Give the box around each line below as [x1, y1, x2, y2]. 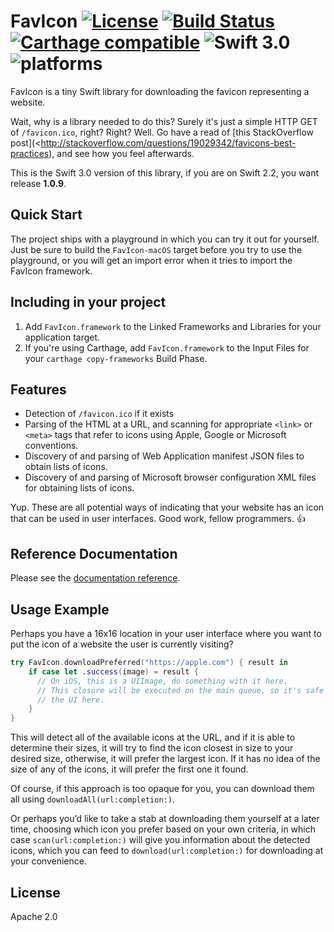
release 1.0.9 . [10, 177, 67, 189]
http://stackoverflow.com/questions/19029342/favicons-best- [40, 136, 297, 149]
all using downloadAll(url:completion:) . [10, 793, 175, 805]
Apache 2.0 [10, 910, 58, 922]
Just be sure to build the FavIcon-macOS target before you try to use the [10, 243, 303, 255]
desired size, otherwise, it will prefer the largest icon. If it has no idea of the [10, 753, 321, 765]
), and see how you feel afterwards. [48, 147, 195, 159]
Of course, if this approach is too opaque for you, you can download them [10, 783, 315, 795]
